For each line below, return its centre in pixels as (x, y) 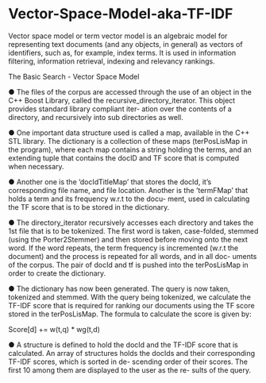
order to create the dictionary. (57, 273)
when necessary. (37, 166)
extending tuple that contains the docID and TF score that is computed (124, 158)
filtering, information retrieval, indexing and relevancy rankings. (112, 61)
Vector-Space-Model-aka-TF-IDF (121, 14)
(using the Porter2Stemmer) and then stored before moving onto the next (128, 239)
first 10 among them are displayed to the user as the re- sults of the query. (130, 369)
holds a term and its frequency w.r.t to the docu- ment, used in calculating (129, 199)
